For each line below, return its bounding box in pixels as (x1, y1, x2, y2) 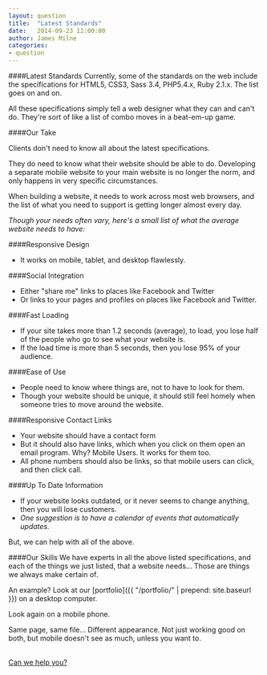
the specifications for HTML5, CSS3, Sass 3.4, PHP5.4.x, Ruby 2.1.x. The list (8, 79, 259, 89)
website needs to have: (8, 224, 86, 234)
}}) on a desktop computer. (8, 594, 98, 603)
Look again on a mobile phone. (8, 609, 111, 619)
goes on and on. (8, 88, 63, 97)
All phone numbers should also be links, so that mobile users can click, (19, 457, 255, 466)
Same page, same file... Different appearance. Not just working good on (8, 625, 246, 634)
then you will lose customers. (19, 505, 117, 514)
